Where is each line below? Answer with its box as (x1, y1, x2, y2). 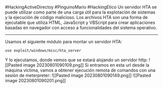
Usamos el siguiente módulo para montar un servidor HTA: (5, 39, 122, 44)
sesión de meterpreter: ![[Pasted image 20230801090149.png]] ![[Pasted (5, 72, 151, 78)
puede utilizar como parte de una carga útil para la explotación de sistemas (5, 9, 156, 15)
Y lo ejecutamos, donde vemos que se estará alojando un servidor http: (5, 57, 148, 63)
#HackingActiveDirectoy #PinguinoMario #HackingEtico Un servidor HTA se (5, 4, 157, 10)
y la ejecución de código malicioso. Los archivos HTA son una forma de (5, 15, 148, 20)
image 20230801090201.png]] (5, 77, 66, 83)
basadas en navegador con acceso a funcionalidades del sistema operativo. (5, 25, 157, 31)
